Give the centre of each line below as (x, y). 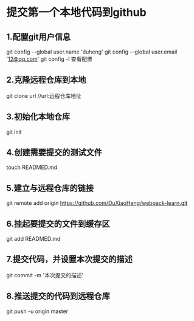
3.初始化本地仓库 (38, 117)
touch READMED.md (32, 167)
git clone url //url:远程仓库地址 (44, 95)
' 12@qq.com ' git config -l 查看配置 (49, 59)
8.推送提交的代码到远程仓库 (58, 296)
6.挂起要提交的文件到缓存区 (58, 223)
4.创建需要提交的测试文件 (54, 153)
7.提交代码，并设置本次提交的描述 (69, 259)
